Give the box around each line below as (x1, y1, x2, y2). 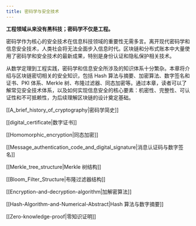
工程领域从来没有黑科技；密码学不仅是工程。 (6, 25, 114, 32)
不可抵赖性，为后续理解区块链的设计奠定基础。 (21, 94, 134, 101)
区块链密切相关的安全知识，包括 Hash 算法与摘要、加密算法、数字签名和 (16, 72, 190, 79)
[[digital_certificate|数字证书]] (6, 119, 77, 126)
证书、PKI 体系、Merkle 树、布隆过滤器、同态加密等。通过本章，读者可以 (6, 79, 182, 86)
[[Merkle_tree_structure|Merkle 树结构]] (6, 163, 101, 170)
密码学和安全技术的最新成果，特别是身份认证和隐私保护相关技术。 (16, 52, 175, 59)
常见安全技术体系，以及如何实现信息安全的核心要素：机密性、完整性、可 (10, 86, 185, 93)
